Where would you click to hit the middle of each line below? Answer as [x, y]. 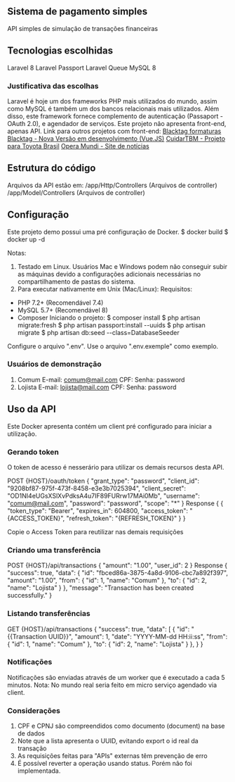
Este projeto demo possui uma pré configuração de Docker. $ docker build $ [118, 232]
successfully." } [30, 595]
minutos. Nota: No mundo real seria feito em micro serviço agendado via [112, 685]
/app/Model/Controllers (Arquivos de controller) [76, 192]
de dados [31, 733]
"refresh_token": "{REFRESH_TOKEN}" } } [126, 518]
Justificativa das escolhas [53, 86]
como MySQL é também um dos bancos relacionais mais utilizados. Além [113, 108]
